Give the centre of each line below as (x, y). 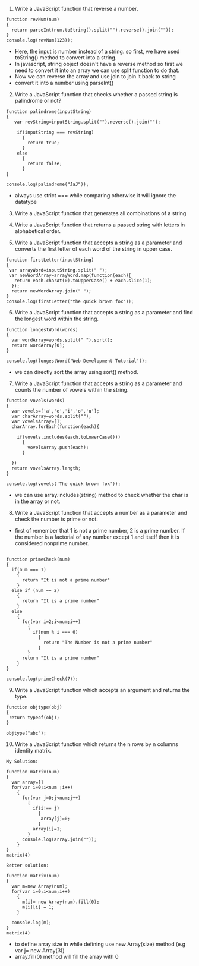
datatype (26, 202)
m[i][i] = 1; (38, 907)
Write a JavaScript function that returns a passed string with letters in (100, 225)
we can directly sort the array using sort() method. (76, 372)
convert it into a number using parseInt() (64, 83)
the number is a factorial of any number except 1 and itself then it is (97, 537)
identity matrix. (33, 751)
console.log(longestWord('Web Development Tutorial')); (77, 361)
